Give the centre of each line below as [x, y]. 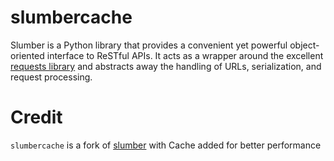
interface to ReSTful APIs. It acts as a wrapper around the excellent [185, 55]
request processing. [51, 77]
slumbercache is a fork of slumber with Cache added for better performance [166, 145]
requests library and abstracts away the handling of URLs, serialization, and [166, 66]
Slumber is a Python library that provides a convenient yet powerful [149, 45]
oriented [27, 55]
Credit [36, 117]
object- [304, 45]
